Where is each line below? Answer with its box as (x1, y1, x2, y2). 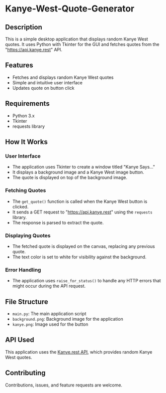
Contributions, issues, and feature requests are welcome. (5, 382, 123, 388)
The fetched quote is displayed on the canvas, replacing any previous (12, 243, 155, 249)
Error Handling (5, 266, 41, 273)
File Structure (5, 297, 48, 306)
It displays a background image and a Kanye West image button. (12, 169, 144, 175)
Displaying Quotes (5, 232, 51, 239)
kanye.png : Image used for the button (12, 321, 88, 327)
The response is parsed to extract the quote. (12, 219, 104, 225)
